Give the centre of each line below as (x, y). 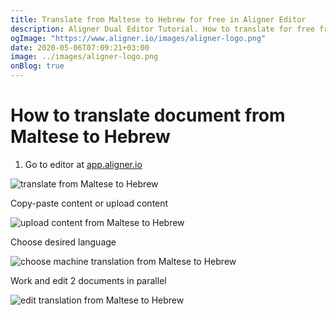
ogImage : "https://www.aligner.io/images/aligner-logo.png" (138, 38)
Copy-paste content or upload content (89, 203)
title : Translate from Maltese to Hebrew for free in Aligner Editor (158, 19)
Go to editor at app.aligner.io (83, 164)
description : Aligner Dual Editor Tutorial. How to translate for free (162, 29)
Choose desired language (63, 242)
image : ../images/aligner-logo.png (84, 57)
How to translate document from (148, 115)
